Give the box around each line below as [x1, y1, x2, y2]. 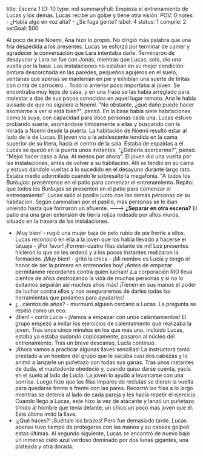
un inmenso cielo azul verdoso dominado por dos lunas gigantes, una [15, 437, 189, 443]
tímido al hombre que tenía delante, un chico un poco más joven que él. [15, 404, 194, 411]
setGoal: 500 [6, 24, 39, 32]
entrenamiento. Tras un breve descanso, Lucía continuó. [15, 339, 156, 346]
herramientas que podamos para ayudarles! [15, 294, 125, 301]
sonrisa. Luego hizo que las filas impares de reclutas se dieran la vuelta [15, 378, 194, 385]
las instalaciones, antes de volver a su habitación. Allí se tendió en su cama [6, 160, 194, 166]
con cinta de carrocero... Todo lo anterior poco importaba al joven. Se [6, 82, 181, 89]
